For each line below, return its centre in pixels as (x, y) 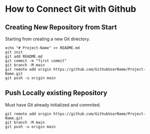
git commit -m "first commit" (36, 61)
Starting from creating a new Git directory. (48, 39)
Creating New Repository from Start (61, 27)
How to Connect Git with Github (71, 9)
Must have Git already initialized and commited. (53, 105)
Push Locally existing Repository (56, 93)
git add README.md (24, 56)
